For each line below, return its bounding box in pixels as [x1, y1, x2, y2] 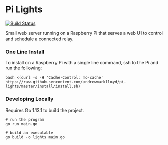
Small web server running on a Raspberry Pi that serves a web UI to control [5, 30, 163, 36]
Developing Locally [5, 95, 54, 102]
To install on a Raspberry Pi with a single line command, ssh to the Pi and [5, 60, 159, 66]
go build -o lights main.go [5, 134, 65, 140]
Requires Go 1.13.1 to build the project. [5, 107, 85, 113]
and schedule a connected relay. [5, 35, 74, 42]
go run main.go [5, 121, 38, 126]
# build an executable [5, 130, 53, 135]
